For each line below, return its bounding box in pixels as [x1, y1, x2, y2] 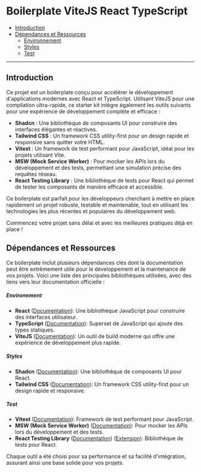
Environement [6, 292, 42, 299]
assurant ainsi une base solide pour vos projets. [6, 459, 124, 467]
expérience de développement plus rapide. [14, 339, 121, 346]
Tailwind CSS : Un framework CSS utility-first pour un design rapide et [14, 132, 190, 139]
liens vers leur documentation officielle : [6, 278, 105, 285]
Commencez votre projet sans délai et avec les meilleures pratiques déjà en [6, 219, 193, 226]
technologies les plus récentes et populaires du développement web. [6, 207, 176, 214]
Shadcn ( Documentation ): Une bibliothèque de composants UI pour [14, 368, 182, 375]
